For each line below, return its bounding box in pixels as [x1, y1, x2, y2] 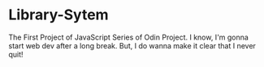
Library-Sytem [8, 6, 109, 24]
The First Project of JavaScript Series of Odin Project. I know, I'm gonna [8, 32, 249, 42]
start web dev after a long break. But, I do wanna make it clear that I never [8, 40, 256, 50]
